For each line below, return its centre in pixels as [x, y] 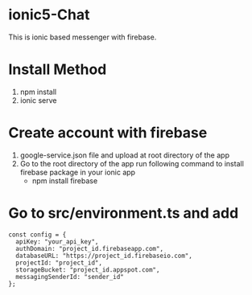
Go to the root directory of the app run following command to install [132, 163]
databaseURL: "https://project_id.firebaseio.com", [104, 256]
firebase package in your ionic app [77, 172]
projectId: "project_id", [59, 263]
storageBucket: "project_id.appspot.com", [88, 270]
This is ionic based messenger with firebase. [83, 37]
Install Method [58, 70]
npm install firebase [65, 180]
